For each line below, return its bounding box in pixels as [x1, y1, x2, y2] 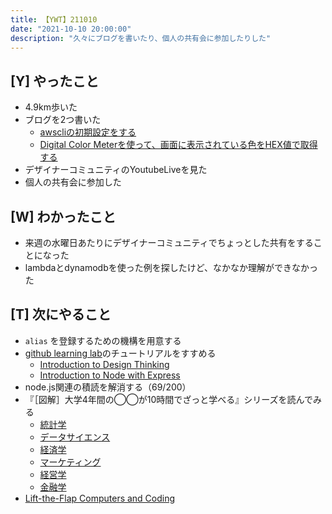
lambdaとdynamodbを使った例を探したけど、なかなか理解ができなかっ [24, 262, 319, 273]
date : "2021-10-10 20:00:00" [10, 24, 132, 34]
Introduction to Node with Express [39, 369, 181, 381]
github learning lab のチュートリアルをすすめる [24, 347, 217, 359]
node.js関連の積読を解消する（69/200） [24, 381, 192, 393]
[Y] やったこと [10, 72, 100, 90]
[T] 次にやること [10, 306, 112, 323]
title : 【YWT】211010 [10, 14, 98, 25]
